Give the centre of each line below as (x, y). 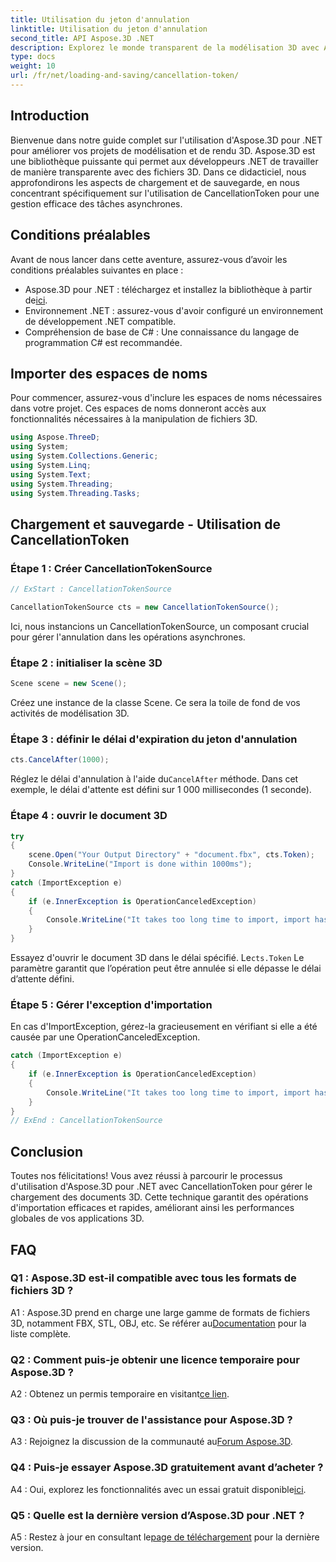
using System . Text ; (51, 474)
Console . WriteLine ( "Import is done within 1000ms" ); (140, 864)
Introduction (50, 116)
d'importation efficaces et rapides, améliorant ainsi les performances (152, 1208)
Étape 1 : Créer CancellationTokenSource (111, 568)
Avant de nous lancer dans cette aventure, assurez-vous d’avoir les (149, 259)
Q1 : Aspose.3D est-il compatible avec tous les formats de (153, 1278)
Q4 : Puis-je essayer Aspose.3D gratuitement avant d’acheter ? (167, 1468)
